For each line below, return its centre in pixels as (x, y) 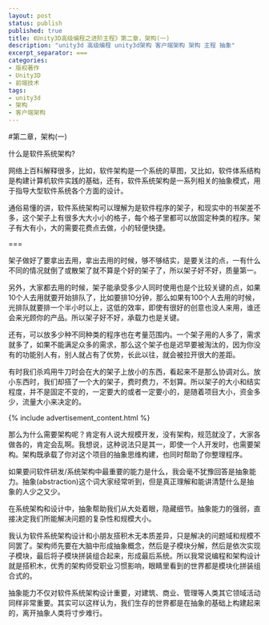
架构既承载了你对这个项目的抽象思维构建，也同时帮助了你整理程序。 (134, 455)
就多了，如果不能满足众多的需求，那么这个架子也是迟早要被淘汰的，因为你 (131, 345)
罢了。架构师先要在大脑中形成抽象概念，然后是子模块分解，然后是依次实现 (138, 546)
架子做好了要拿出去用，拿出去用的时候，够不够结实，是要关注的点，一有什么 (134, 260)
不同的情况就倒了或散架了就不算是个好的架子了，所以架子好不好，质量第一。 (134, 270)
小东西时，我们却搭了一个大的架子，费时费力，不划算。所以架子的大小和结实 (134, 381)
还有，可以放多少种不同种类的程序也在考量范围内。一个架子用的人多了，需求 (134, 335)
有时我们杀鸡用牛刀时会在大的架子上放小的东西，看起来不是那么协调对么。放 (134, 371)
